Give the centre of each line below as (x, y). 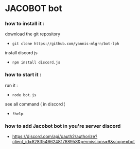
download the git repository (33, 34)
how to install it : (25, 24)
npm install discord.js (36, 63)
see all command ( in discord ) (35, 104)
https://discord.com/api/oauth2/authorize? (55, 136)
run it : (11, 85)
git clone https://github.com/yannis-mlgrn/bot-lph (65, 44)
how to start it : (23, 74)
